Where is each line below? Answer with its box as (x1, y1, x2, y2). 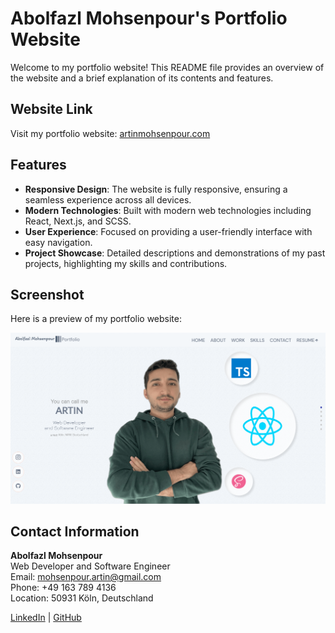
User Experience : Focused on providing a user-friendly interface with (24, 225, 313, 237)
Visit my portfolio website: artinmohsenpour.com (10, 127, 211, 139)
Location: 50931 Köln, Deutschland (10, 592, 154, 604)
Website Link (10, 101, 93, 118)
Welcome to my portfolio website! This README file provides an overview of (10, 61, 325, 73)
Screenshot (10, 286, 85, 303)
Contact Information (10, 523, 140, 540)
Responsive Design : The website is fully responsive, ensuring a (24, 183, 288, 195)
